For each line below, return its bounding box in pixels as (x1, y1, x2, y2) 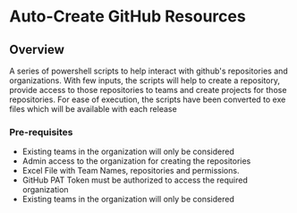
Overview (9, 42, 65, 57)
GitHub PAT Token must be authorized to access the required (21, 175, 249, 185)
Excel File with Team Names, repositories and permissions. (21, 166, 240, 176)
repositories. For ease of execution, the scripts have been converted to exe (9, 94, 286, 105)
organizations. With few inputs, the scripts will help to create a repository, (9, 75, 280, 86)
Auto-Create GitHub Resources (9, 6, 246, 27)
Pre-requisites (9, 125, 73, 138)
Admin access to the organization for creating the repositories (21, 156, 251, 166)
